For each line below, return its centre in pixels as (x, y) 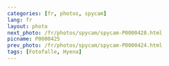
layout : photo (28, 26)
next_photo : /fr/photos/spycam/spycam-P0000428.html (85, 33)
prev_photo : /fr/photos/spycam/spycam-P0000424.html (85, 45)
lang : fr (20, 20)
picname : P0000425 (34, 39)
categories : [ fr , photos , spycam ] (57, 13)
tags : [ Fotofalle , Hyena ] (44, 52)
